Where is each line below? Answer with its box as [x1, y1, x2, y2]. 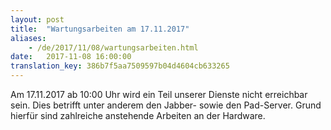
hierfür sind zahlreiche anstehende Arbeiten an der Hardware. [10, 110, 266, 121]
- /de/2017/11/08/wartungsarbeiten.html [28, 42, 199, 53]
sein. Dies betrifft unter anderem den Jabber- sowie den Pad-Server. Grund [10, 99, 322, 111]
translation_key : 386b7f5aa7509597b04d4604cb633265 [10, 61, 230, 71]
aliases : [10, 33, 47, 43]
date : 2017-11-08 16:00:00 [10, 52, 132, 62]
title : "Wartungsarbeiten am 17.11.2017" [10, 24, 190, 34]
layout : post [10, 14, 65, 25]
